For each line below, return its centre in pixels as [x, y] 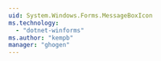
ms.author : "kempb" [41, 38]
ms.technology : [34, 23]
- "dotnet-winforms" [50, 30]
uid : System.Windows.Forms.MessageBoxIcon [80, 15]
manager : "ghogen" [39, 45]
